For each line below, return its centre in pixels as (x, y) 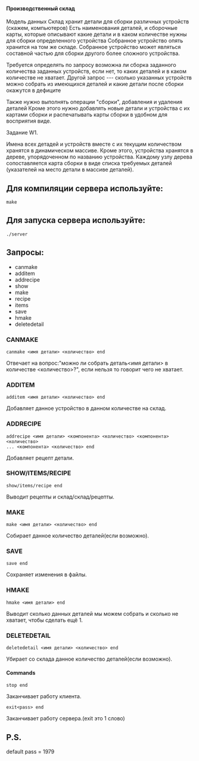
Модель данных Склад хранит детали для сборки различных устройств (98, 22)
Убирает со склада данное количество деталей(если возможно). (89, 659)
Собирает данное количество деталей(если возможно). (77, 536)
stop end (17, 685)
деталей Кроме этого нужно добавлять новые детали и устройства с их (98, 108)
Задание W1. (22, 133)
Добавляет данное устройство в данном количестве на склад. (86, 408)
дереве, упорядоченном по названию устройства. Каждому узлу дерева (99, 157)
